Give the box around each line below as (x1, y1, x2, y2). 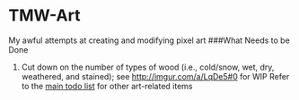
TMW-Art (8, 5, 81, 26)
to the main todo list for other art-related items (21, 80, 193, 91)
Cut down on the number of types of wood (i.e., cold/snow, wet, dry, (21, 62, 275, 72)
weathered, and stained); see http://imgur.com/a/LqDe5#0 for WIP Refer (21, 71, 290, 81)
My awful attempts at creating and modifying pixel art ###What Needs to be (8, 35, 291, 46)
